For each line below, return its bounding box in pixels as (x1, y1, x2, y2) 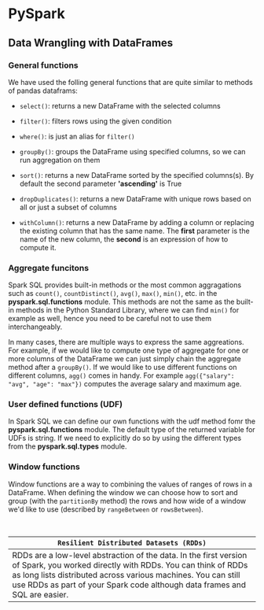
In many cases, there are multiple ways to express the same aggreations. (8, 338, 245, 347)
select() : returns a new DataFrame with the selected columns (19, 101, 222, 110)
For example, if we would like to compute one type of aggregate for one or (8, 346, 249, 355)
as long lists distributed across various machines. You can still (12, 569, 240, 580)
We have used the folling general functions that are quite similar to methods (8, 77, 253, 87)
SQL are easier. (12, 589, 69, 600)
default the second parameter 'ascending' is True (19, 179, 182, 188)
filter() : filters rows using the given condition (19, 116, 172, 126)
